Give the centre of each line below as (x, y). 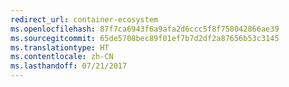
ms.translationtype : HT (60, 47)
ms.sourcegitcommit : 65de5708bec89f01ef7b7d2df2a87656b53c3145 (145, 38)
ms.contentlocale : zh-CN (62, 57)
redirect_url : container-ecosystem (84, 19)
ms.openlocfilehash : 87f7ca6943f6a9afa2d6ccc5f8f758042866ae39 (145, 29)
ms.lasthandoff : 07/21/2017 (69, 66)
